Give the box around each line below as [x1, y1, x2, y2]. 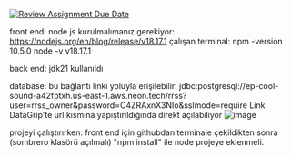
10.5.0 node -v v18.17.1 [9, 45, 92, 56]
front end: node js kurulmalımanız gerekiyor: [9, 26, 176, 36]
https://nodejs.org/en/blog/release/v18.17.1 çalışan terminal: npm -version [9, 36, 284, 46]
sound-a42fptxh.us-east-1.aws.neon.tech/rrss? [9, 91, 187, 101]
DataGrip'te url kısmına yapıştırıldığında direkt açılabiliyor [9, 110, 223, 120]
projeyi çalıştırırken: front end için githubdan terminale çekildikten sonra [9, 127, 278, 138]
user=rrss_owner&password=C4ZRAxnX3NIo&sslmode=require [9, 100, 248, 111]
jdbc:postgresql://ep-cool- [178, 81, 279, 91]
